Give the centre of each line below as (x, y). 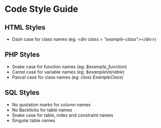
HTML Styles (25, 27)
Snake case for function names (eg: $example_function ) (69, 66)
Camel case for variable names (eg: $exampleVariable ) (68, 72)
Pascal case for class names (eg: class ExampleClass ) (68, 77)
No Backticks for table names (42, 110)
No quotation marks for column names (51, 104)
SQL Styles (22, 93)
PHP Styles (22, 55)
